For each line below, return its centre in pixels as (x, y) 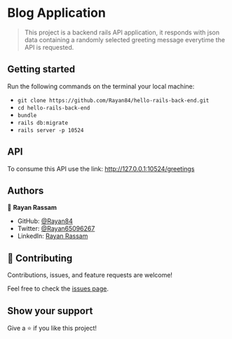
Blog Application (57, 13)
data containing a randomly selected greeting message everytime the (125, 39)
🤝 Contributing (40, 258)
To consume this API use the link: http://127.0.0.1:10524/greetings (101, 168)
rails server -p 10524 (50, 130)
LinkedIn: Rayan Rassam (53, 236)
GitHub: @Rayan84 (45, 221)
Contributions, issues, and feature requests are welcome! (90, 275)
